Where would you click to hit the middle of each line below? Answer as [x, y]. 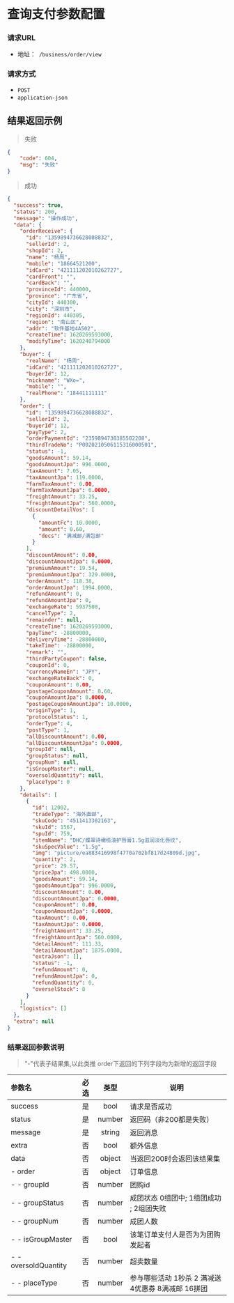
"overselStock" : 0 [59, 989]
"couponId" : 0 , [48, 665]
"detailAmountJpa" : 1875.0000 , [78, 950]
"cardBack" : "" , [49, 283]
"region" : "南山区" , [54, 322]
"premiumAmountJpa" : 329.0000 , [71, 575]
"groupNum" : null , [52, 763]
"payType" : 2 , [46, 432]
